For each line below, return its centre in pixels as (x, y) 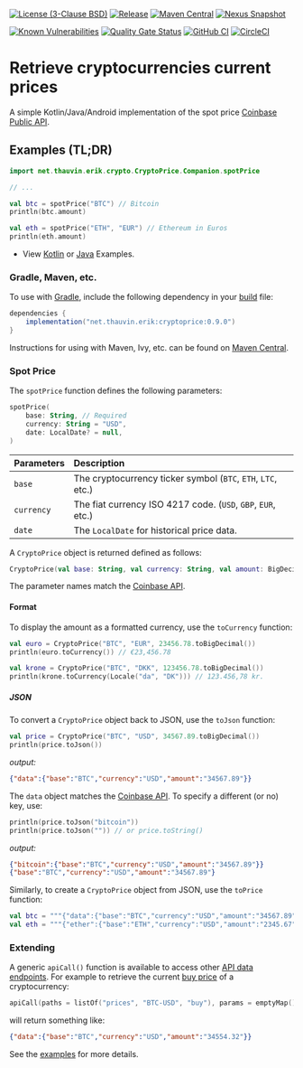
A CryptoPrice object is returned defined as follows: (106, 552)
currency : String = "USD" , (76, 424)
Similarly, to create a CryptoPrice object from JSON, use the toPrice (136, 890)
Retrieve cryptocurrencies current (140, 68)
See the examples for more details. (74, 1054)
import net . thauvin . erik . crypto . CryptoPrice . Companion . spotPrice (134, 171)
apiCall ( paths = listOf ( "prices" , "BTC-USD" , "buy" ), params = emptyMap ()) (155, 1003)
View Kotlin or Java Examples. (78, 254)
